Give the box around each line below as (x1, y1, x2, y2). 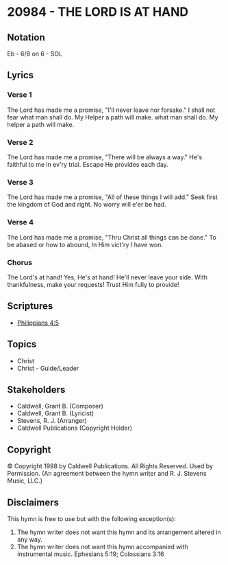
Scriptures (7, 300, 53, 312)
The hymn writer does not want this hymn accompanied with (16, 542, 188, 551)
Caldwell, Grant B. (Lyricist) (16, 409, 94, 417)
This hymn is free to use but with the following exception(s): (7, 514, 177, 522)
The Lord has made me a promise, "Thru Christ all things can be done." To (7, 233, 217, 241)
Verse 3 (7, 177, 34, 187)
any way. (16, 535, 42, 543)
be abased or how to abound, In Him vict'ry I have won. (7, 240, 163, 249)
